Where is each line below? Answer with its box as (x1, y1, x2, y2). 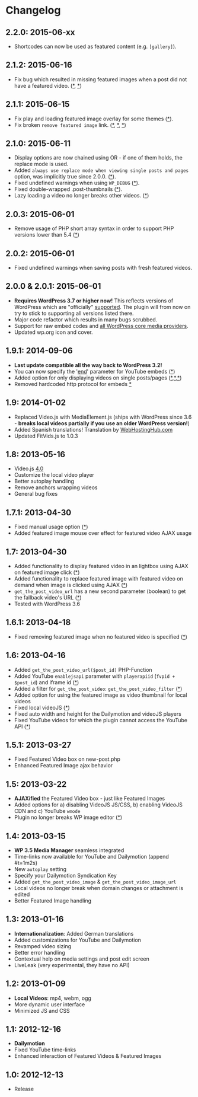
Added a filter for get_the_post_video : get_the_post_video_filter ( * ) (14, 685, 183, 692)
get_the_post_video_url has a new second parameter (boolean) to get (14, 588, 186, 595)
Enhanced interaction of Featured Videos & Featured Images (14, 1053, 162, 1060)
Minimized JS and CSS (14, 1007, 71, 1014)
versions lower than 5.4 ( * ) (14, 231, 79, 238)
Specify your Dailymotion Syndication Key (14, 872, 117, 879)
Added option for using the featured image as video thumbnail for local (14, 691, 187, 699)
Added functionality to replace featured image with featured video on (14, 575, 183, 582)
